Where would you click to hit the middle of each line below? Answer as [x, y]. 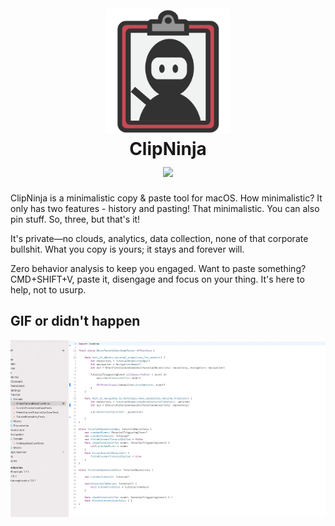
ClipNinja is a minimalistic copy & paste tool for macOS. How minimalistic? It [166, 198]
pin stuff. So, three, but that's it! [75, 219]
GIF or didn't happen [75, 321]
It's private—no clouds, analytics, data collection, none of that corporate [159, 238]
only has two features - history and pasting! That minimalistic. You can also [165, 208]
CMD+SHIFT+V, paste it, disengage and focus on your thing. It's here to [157, 279]
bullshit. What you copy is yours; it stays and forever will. [127, 249]
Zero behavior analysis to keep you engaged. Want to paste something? [158, 268]
